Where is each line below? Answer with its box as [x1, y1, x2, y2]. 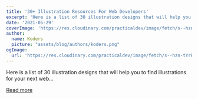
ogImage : [6, 47, 28, 53]
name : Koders [11, 36, 44, 42]
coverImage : [6, 25, 35, 31]
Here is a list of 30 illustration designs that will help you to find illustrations [6, 68, 187, 75]
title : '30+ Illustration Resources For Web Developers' [6, 8, 149, 15]
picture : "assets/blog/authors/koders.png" [11, 42, 120, 48]
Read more [6, 86, 33, 93]
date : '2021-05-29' [6, 19, 54, 25]
